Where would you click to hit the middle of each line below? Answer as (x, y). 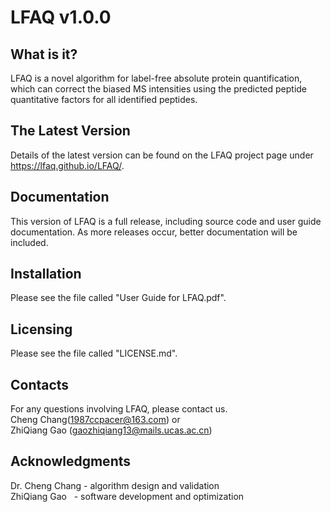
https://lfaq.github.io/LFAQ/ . (67, 165)
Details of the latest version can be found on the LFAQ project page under (162, 155)
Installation (46, 274)
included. (29, 242)
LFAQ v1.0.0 (61, 17)
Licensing (41, 329)
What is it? (44, 54)
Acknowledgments (71, 461)
